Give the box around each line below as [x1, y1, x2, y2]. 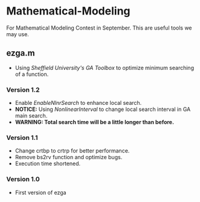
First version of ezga [15, 189, 66, 196]
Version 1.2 [6, 86, 40, 94]
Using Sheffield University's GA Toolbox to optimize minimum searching [15, 64, 195, 71]
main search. [15, 112, 48, 119]
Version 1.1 [6, 133, 38, 142]
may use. [6, 30, 29, 37]
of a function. [15, 71, 49, 78]
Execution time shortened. [15, 160, 81, 167]
